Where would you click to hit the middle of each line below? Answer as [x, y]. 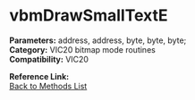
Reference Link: [39, 76]
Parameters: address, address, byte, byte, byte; [98, 40]
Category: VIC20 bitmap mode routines [83, 49]
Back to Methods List [48, 86]
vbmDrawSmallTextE [89, 16]
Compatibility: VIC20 [49, 59]
